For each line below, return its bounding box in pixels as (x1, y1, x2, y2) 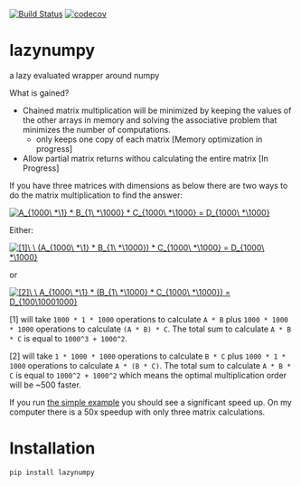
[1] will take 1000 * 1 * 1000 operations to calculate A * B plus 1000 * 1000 (9, 313, 289, 324)
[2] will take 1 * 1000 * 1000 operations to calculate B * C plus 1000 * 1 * (9, 350, 287, 361)
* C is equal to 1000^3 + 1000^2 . (9, 332, 128, 343)
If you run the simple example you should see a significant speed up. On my (9, 397, 292, 407)
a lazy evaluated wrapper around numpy (9, 70, 160, 80)
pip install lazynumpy (9, 468, 95, 477)
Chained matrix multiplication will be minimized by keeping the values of (22, 105, 292, 116)
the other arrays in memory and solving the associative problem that (22, 114, 277, 126)
